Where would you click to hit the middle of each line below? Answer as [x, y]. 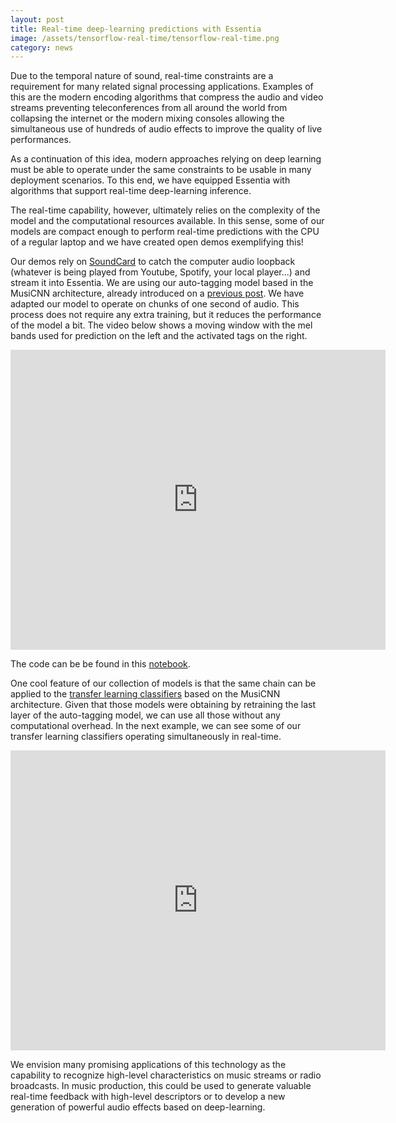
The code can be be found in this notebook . [100, 664]
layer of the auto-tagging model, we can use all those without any [145, 715]
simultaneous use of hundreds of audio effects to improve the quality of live [166, 129]
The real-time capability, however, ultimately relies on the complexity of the [165, 210]
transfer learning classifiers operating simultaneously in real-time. [146, 737]
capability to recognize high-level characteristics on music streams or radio [166, 1075]
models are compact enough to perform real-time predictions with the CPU [165, 232]
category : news [42, 47]
